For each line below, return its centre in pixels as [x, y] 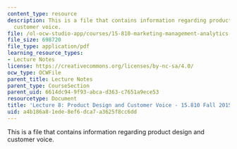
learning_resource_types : [45, 53]
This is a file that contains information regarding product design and [106, 131]
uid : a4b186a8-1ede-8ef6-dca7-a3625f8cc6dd [72, 112]
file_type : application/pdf [49, 46]
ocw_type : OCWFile [34, 72]
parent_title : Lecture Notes [50, 79]
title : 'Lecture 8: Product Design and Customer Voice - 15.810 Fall [112, 105]
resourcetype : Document [42, 99]
